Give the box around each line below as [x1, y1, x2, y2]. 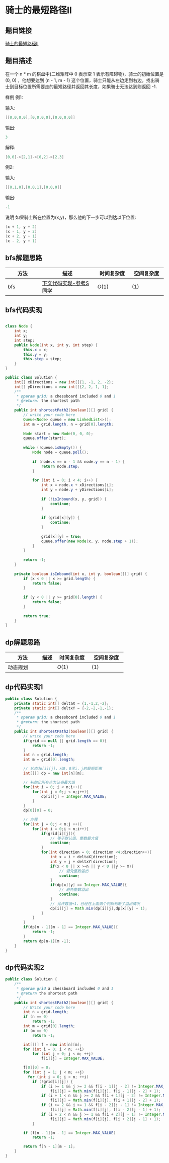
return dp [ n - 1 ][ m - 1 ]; [23, 939, 71, 944]
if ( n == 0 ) [23, 1014, 49, 1019]
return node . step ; [41, 464, 80, 469]
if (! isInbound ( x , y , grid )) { [41, 496, 107, 502]
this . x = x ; [23, 347, 49, 352]
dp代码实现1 [5, 683, 43, 691]
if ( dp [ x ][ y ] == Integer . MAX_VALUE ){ [50, 882, 127, 888]
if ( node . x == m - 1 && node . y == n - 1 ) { [32, 459, 125, 464]
